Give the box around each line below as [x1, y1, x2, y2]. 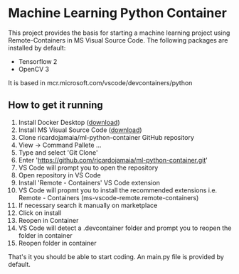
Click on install [18, 208, 62, 217]
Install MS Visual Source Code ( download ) [18, 126, 142, 134]
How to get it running [8, 99, 104, 111]
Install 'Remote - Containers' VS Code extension [18, 178, 161, 187]
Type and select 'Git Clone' [18, 148, 98, 157]
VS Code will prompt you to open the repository [18, 163, 159, 172]
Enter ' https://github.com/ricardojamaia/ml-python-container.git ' [18, 155, 208, 164]
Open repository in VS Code [18, 170, 102, 179]
